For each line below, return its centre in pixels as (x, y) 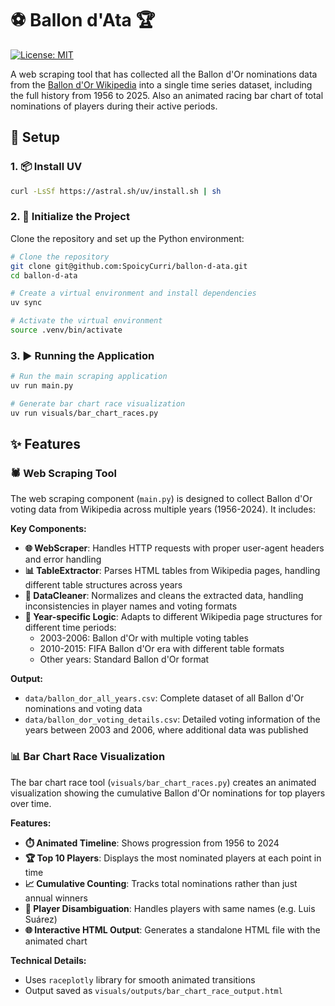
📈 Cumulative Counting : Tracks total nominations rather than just (161, 883)
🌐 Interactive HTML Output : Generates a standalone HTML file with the (172, 929)
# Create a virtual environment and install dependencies (133, 293)
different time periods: (70, 628)
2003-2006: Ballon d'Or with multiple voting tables (144, 638)
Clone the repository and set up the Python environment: (127, 238)
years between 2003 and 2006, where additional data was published (166, 730)
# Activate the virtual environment (86, 321)
